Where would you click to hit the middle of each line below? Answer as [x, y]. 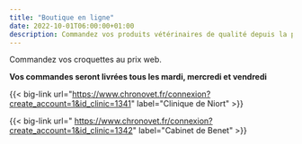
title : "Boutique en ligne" [62, 17]
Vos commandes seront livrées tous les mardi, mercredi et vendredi [138, 77]
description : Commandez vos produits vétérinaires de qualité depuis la [148, 34]
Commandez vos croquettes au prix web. [85, 60]
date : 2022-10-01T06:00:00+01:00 [72, 26]
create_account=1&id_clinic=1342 [71, 131]
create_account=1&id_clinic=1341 [71, 104]
